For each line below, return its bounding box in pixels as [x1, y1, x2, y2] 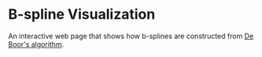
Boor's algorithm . [8, 39, 65, 48]
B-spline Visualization [8, 5, 156, 23]
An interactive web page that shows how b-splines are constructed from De [8, 31, 254, 41]
